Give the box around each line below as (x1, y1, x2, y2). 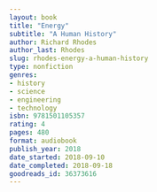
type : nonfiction (9, 63, 74, 72)
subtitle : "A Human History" (9, 29, 117, 38)
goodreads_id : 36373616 (9, 169, 98, 178)
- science (9, 87, 46, 96)
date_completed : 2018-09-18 (9, 161, 114, 170)
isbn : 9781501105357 (9, 111, 86, 120)
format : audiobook (9, 136, 77, 145)
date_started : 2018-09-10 (9, 152, 105, 162)
